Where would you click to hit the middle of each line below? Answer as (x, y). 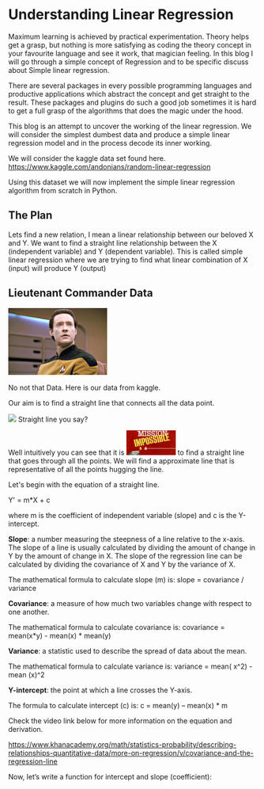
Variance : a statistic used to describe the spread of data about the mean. (128, 651)
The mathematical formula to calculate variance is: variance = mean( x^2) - (130, 666)
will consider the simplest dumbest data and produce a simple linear (119, 134)
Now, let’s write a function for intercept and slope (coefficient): (110, 777)
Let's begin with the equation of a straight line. (84, 485)
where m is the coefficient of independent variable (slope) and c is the (123, 516)
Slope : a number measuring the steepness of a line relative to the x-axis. (126, 539)
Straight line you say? (53, 419)
